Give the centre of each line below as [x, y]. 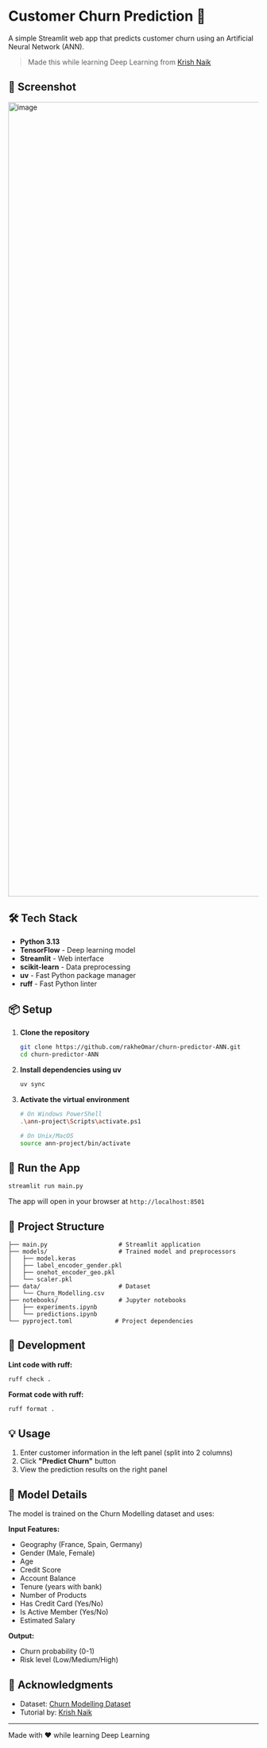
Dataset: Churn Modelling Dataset [75, 1704]
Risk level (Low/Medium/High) [69, 1660]
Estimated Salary [47, 1621]
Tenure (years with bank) [61, 1587]
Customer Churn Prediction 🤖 [107, 16]
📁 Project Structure [56, 1226]
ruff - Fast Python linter [58, 984]
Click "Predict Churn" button [68, 1461]
